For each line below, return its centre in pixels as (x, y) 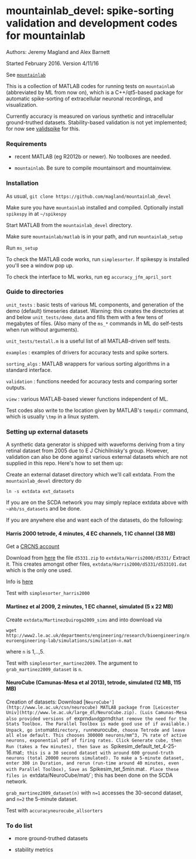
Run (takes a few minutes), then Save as (57, 746)
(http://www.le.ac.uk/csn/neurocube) (52, 707)
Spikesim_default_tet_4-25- (144, 746)
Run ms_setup (22, 248)
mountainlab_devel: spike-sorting (90, 11)
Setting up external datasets (47, 431)
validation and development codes (92, 23)
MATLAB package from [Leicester (140, 707)
